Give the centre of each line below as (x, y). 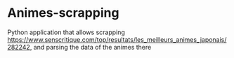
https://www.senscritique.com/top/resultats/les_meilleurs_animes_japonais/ (117, 39)
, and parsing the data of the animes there (91, 47)
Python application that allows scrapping (66, 32)
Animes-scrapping (63, 13)
